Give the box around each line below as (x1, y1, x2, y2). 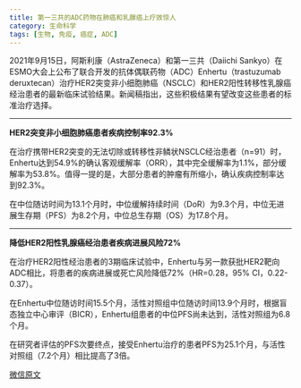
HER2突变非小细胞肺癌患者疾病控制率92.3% (9, 127, 174, 139)
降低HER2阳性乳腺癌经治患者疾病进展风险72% (9, 238, 182, 249)
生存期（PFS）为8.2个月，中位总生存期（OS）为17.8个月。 (16, 210, 234, 221)
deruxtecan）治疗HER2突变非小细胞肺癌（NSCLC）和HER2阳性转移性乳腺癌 (9, 78, 292, 89)
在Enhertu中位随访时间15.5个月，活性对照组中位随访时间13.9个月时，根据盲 (9, 298, 288, 308)
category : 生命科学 (9, 21, 77, 30)
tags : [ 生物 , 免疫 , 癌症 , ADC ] (9, 30, 118, 38)
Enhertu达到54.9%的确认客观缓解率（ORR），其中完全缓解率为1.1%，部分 (9, 157, 279, 168)
